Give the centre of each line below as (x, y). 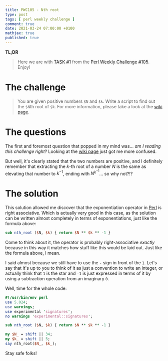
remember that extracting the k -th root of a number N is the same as (76, 166)
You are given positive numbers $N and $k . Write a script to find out (86, 101)
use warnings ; (20, 307)
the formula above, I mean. (33, 253)
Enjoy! (24, 67)
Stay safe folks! (21, 353)
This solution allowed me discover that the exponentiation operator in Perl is (83, 208)
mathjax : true (20, 33)
